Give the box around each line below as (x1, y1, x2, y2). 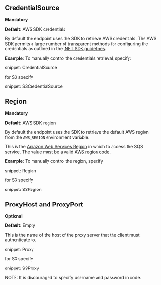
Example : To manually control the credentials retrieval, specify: (5, 55, 131, 61)
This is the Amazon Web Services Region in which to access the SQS (5, 143, 143, 149)
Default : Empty (5, 222, 35, 228)
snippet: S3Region (5, 186, 42, 192)
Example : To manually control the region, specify (5, 158, 103, 164)
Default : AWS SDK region (5, 120, 56, 126)
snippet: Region (5, 167, 36, 174)
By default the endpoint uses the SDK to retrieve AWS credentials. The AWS (5, 35, 157, 41)
